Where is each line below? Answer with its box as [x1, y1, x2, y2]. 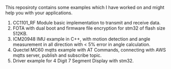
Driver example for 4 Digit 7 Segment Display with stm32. [12, 58, 134, 63]
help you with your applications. [5, 10, 73, 16]
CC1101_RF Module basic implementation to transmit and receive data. [12, 20, 161, 26]
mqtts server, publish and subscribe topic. [12, 52, 102, 58]
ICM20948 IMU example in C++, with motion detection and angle [12, 36, 151, 42]
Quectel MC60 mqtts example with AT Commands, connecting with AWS [12, 47, 166, 53]
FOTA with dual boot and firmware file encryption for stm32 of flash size [12, 25, 165, 31]
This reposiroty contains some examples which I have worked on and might [5, 5, 165, 10]
